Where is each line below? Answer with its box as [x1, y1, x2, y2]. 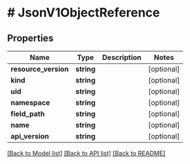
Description [102, 53, 142, 62]
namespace [10, 98, 50, 107]
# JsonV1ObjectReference [7, 5, 160, 21]
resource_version [10, 64, 69, 74]
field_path [10, 109, 45, 119]
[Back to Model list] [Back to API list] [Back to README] [7, 150, 166, 157]
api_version [10, 132, 50, 141]
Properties [7, 32, 54, 44]
